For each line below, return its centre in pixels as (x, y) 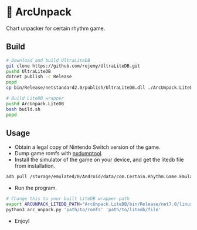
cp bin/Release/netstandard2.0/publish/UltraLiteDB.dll (76, 88)
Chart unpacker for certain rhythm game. (56, 28)
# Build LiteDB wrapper (35, 98)
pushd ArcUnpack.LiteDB (35, 104)
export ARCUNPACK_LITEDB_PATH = (44, 204)
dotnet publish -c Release (39, 77)
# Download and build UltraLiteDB (48, 60)
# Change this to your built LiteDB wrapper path (68, 199)
